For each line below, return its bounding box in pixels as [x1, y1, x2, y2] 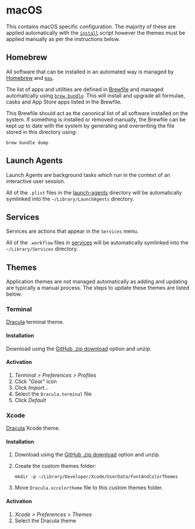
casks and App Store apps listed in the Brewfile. [6, 98, 122, 105]
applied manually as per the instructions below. [6, 35, 120, 42]
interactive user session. [6, 178, 66, 185]
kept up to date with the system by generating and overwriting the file [6, 122, 175, 129]
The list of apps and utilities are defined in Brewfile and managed [6, 86, 163, 93]
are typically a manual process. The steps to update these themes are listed [6, 284, 190, 292]
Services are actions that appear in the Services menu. [6, 227, 139, 235]
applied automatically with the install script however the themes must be [6, 29, 186, 36]
